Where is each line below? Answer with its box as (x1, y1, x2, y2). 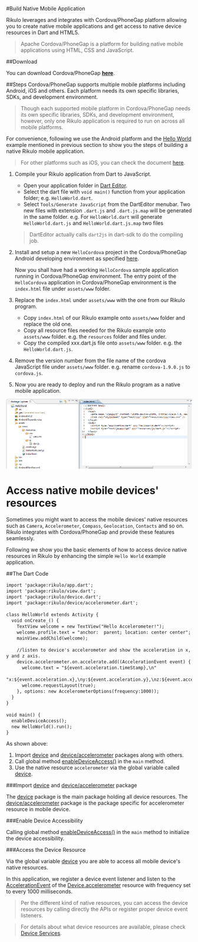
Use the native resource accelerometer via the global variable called (14, 764, 180, 772)
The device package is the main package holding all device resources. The (6, 793, 188, 800)
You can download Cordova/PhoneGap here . (6, 70, 115, 76)
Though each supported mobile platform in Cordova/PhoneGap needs (20, 105, 190, 111)
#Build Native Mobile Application (6, 5, 85, 12)
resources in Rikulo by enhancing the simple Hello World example (6, 553, 166, 560)
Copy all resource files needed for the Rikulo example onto (23, 327, 166, 334)
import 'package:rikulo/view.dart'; (6, 588, 96, 595)
